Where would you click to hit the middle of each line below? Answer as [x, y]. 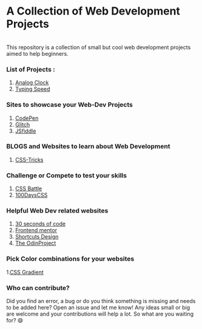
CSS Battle [29, 188]
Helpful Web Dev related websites [57, 211]
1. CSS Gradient [25, 272]
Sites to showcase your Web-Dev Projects [70, 105]
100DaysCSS [31, 195]
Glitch [22, 124]
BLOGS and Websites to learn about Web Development [88, 147]
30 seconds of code [40, 224]
